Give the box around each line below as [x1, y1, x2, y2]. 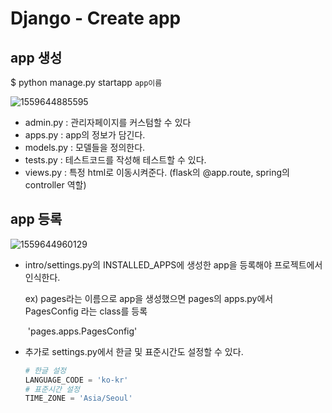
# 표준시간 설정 [24, 384, 80, 394]
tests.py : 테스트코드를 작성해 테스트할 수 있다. [24, 154, 207, 166]
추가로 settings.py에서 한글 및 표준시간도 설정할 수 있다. [24, 345, 244, 357]
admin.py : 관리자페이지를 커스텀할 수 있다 [24, 117, 192, 128]
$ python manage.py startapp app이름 [10, 77, 163, 88]
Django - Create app [10, 7, 182, 30]
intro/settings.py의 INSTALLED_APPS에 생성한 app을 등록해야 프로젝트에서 [24, 258, 323, 271]
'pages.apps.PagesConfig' [27, 325, 138, 337]
